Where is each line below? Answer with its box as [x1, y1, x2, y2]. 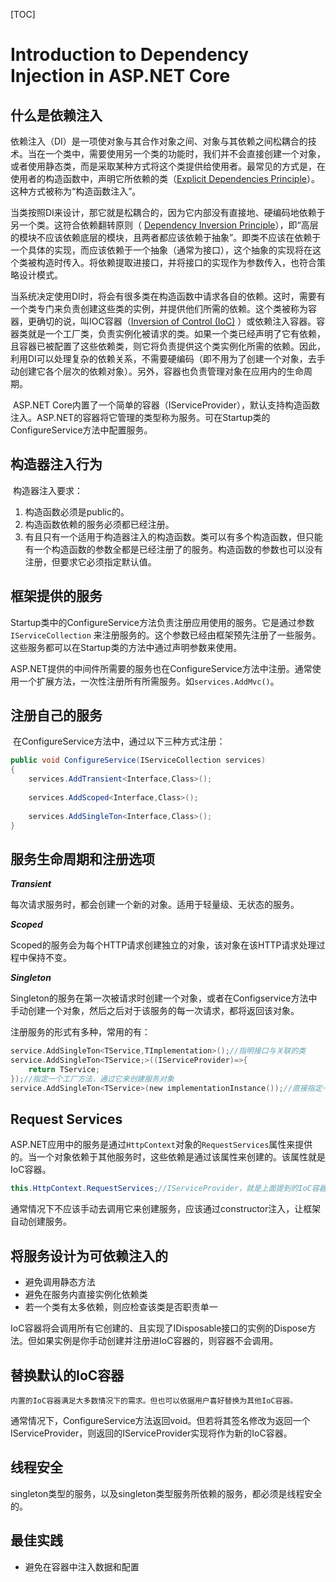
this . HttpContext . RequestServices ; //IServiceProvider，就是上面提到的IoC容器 [10, 1184, 327, 1194]
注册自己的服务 [10, 707, 103, 724]
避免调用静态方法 [24, 1276, 96, 1288]
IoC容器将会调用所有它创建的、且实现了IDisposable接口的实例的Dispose [10, 1322, 308, 1334]
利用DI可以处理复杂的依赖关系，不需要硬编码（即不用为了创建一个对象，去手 [10, 353, 326, 364]
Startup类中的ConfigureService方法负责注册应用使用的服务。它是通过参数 [10, 616, 315, 628]
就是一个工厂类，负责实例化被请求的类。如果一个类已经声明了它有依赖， [27, 328, 326, 339]
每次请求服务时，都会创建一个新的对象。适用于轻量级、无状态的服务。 [10, 899, 300, 911]
